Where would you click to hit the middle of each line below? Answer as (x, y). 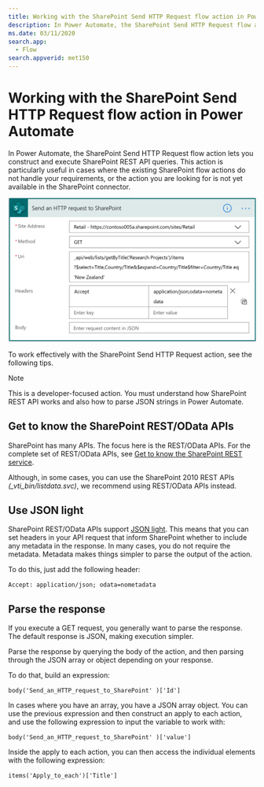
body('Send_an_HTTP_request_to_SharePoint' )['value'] (100, 737)
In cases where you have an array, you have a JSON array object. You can (128, 705)
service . (21, 462)
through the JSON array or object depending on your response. (111, 660)
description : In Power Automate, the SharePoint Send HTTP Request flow (130, 25)
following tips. (31, 363)
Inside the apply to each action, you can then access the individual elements (132, 752)
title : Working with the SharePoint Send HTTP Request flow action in (126, 17)
